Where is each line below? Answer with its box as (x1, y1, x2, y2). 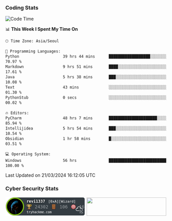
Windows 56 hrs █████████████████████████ (5, 158, 167, 163)
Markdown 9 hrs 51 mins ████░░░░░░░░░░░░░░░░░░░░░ (5, 64, 167, 69)
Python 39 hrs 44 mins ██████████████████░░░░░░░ (5, 54, 167, 59)
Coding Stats (5, 4, 39, 11)
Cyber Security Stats (5, 185, 59, 192)
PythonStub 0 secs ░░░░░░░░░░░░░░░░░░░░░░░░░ (5, 95, 167, 100)
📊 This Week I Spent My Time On (5, 26, 78, 32)
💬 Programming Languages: (5, 49, 61, 54)
